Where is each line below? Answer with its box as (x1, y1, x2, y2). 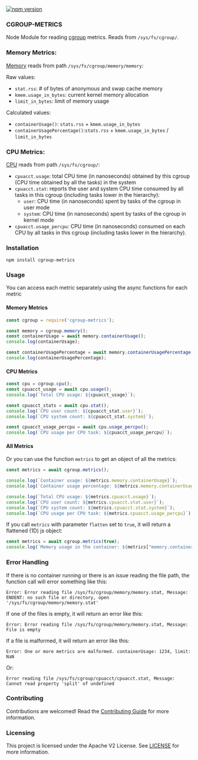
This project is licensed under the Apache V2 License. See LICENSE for (6, 742, 180, 749)
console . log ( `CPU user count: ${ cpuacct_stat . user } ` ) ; (6, 408, 144, 414)
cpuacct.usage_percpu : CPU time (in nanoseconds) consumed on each (14, 222, 186, 230)
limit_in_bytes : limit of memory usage (14, 98, 110, 105)
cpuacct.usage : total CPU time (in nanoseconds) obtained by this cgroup (14, 172, 190, 180)
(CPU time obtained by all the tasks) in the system (14, 178, 137, 186)
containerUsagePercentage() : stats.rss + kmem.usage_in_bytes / (14, 126, 169, 134)
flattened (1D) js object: (6, 527, 63, 534)
